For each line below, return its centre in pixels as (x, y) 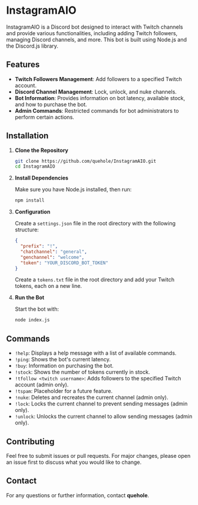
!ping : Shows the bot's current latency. (63, 360)
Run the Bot (29, 298)
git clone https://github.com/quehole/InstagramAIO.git (85, 161)
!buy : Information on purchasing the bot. (64, 366)
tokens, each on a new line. (48, 286)
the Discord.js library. (32, 46)
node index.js (32, 320)
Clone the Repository (41, 150)
